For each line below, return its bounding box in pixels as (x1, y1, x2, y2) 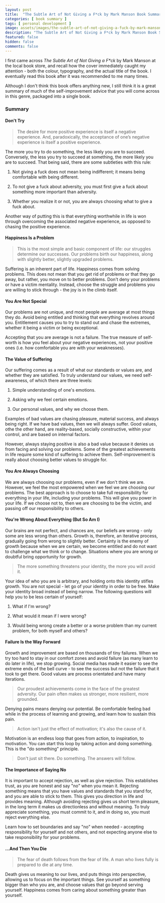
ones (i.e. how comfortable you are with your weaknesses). (5, 345, 125, 351)
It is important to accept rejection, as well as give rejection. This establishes (5, 778, 159, 784)
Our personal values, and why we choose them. (12, 406, 109, 412)
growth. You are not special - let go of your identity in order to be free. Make (5, 583, 160, 589)
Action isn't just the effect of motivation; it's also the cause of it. (17, 725, 146, 731)
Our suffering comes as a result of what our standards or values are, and (5, 367, 152, 373)
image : (5, 26, 19, 31)
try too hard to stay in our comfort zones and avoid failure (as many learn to (5, 655, 158, 661)
